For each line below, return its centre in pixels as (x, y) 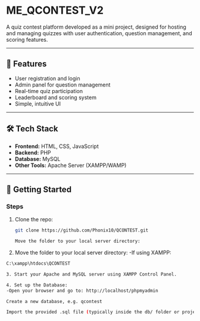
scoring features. (27, 39)
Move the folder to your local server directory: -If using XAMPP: (93, 252)
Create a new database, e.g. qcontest (54, 301)
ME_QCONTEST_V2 (55, 10)
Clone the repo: (34, 220)
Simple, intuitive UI (38, 104)
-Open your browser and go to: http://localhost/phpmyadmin (82, 291)
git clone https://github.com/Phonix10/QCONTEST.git (82, 230)
